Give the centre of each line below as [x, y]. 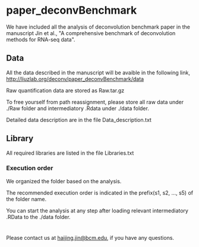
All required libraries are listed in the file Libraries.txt [70, 153]
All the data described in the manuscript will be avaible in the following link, [98, 73]
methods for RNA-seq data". [41, 39]
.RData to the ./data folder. [38, 217]
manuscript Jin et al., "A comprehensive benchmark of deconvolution [91, 33]
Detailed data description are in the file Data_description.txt [79, 120]
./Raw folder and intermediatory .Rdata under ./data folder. [78, 108]
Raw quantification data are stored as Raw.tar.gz [65, 90]
